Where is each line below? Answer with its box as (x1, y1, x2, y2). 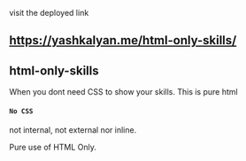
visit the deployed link (9, 8, 89, 18)
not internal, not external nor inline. (9, 125, 137, 135)
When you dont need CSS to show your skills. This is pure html (9, 87, 238, 97)
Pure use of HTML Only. (9, 142, 97, 153)
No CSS (9, 106, 34, 116)
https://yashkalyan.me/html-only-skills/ (9, 33, 237, 48)
